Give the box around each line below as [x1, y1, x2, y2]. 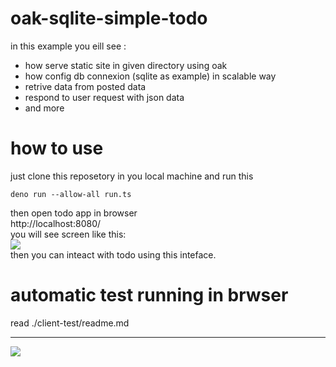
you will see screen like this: [10, 228, 127, 240]
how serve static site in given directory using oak [24, 59, 228, 71]
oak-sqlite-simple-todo [10, 7, 208, 30]
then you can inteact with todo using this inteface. [10, 248, 217, 261]
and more [24, 102, 65, 114]
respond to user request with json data [24, 91, 185, 103]
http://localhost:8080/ [10, 217, 102, 229]
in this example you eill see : [10, 40, 127, 52]
